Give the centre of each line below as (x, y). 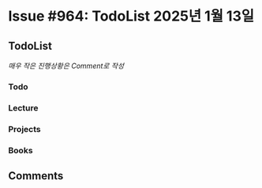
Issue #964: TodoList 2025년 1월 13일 (131, 16)
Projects (24, 129)
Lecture (23, 107)
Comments (36, 176)
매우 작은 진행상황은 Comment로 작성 (66, 66)
